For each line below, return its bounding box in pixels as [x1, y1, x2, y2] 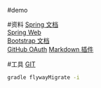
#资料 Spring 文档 [7, 20, 58, 29]
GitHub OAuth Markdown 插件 [7, 45, 94, 53]
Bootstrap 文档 [7, 36, 50, 45]
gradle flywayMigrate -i [7, 74, 80, 81]
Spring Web [7, 28, 41, 36]
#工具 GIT [7, 60, 36, 68]
